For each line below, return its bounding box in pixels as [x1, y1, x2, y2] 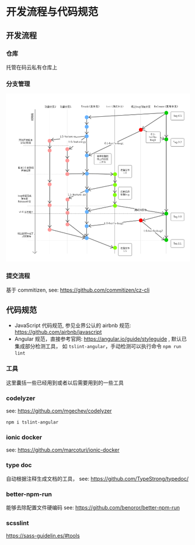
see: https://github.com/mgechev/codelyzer [6, 407, 112, 415]
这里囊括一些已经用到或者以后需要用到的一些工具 [6, 379, 124, 386]
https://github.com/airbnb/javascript [14, 328, 102, 335]
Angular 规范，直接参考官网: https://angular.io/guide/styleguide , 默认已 [14, 335, 187, 342]
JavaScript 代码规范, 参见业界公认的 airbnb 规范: [14, 322, 131, 329]
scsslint [6, 519, 29, 527]
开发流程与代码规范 [6, 5, 99, 19]
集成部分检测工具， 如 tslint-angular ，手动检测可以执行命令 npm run [14, 342, 182, 349]
